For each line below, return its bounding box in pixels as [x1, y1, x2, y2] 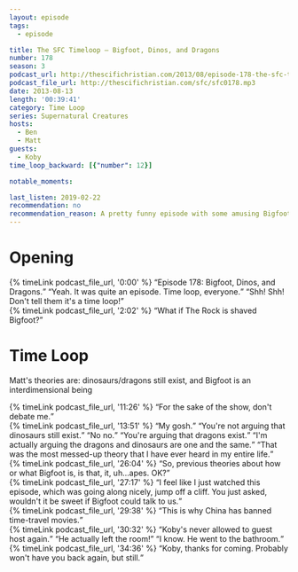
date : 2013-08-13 [9, 86, 74, 96]
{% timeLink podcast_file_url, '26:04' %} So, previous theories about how [9, 458, 281, 468]
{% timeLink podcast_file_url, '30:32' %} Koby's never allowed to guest [9, 524, 273, 535]
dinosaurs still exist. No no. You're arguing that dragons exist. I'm [9, 429, 268, 440]
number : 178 [9, 54, 53, 63]
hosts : [9, 120, 34, 129]
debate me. [9, 411, 51, 421]
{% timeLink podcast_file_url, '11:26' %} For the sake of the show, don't [9, 401, 272, 412]
